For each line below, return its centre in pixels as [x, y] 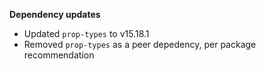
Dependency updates [55, 14]
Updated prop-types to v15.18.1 [86, 33]
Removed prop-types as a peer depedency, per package [140, 44]
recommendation [59, 55]
